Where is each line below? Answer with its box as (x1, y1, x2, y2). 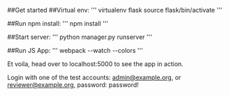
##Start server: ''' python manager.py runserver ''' (7, 33, 152, 41)
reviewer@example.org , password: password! (7, 81, 140, 89)
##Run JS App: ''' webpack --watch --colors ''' (7, 47, 143, 54)
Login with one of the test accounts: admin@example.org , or (7, 73, 182, 81)
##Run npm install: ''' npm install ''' (7, 19, 109, 27)
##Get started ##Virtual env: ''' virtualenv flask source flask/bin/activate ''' (7, 6, 223, 14)
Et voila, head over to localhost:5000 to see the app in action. (7, 60, 184, 68)
